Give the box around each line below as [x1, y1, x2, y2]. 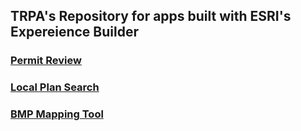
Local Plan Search [10, 80, 100, 94]
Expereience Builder [10, 24, 139, 41]
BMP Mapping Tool [10, 107, 104, 121]
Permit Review [10, 54, 82, 68]
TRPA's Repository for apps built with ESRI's [10, 8, 292, 25]
